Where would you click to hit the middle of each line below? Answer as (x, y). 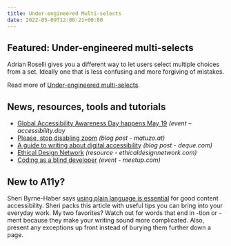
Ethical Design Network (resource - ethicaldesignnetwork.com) (107, 153)
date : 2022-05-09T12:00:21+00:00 (55, 20)
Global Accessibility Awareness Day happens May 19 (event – (104, 123)
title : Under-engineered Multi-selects (64, 13)
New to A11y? (36, 182)
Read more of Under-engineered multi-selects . (73, 85)
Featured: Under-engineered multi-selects (100, 48)
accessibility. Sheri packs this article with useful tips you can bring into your (115, 205)
